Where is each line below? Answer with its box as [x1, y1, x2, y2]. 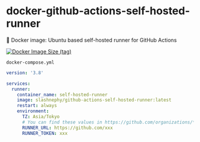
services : [6, 80, 31, 87]
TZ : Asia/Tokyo [21, 114, 60, 120]
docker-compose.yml [6, 59, 55, 65]
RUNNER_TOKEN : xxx [21, 130, 68, 136]
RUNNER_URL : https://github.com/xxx [21, 125, 113, 131]
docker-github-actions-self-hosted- [6, 4, 190, 18]
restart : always [17, 103, 58, 109]
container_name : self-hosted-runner [17, 91, 108, 97]
